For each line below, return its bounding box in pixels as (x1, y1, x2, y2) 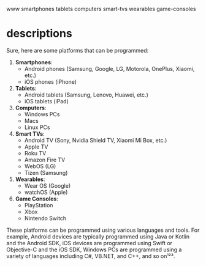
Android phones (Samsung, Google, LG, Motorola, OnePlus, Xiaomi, (24, 65, 195, 72)
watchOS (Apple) (24, 188, 68, 196)
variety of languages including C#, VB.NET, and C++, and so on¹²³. (6, 252, 175, 259)
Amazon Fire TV (24, 156, 66, 163)
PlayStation (24, 201, 53, 209)
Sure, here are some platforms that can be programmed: (6, 46, 149, 54)
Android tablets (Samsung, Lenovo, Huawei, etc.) (24, 91, 148, 98)
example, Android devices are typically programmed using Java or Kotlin (6, 232, 190, 240)
